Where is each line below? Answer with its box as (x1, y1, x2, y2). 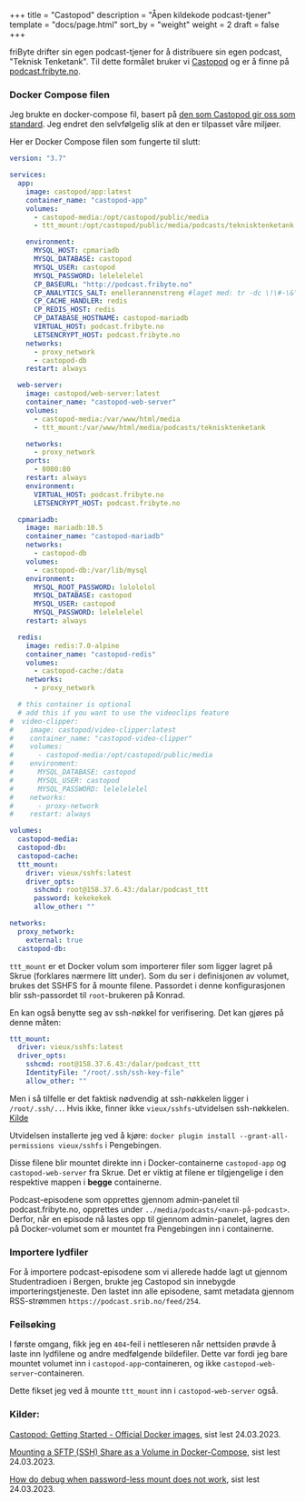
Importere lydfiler (9, 1246, 89, 1258)
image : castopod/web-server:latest (25, 389, 161, 398)
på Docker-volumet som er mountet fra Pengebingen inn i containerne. (9, 1223, 274, 1234)
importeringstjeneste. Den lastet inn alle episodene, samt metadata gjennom (9, 1286, 295, 1297)
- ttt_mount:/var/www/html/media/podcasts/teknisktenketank (33, 423, 266, 432)
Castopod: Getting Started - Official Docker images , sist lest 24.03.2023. (9, 1428, 281, 1439)
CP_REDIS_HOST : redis (33, 305, 116, 315)
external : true (25, 936, 84, 945)
